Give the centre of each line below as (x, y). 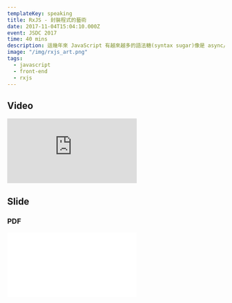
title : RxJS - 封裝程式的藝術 (47, 20)
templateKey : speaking (40, 13)
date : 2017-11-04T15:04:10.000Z (54, 26)
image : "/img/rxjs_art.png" (48, 52)
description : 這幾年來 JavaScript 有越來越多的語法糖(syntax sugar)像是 (106, 46)
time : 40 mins (28, 39)
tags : (15, 59)
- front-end (31, 71)
